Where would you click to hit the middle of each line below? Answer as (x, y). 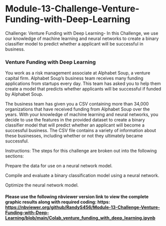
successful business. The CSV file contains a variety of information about (81, 130)
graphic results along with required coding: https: (58, 202)
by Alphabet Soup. (24, 94)
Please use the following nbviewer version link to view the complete (77, 196)
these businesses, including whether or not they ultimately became (74, 136)
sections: (14, 156)
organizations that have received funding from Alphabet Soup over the (78, 109)
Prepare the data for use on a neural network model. (59, 166)
